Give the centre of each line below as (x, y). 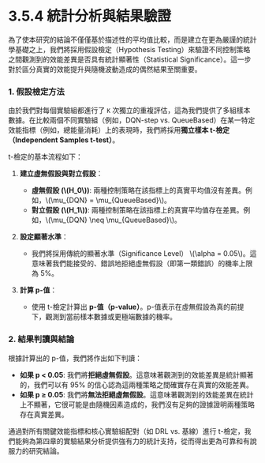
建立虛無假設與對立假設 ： (61, 174)
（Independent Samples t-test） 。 (64, 140)
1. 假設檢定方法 (37, 92)
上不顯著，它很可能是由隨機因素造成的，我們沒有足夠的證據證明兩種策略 (137, 405)
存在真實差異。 (44, 414)
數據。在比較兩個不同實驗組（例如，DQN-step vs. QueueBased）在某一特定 (132, 120)
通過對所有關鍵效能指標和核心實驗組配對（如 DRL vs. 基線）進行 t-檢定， (126, 431)
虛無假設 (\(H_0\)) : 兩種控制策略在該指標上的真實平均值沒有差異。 (138, 190)
